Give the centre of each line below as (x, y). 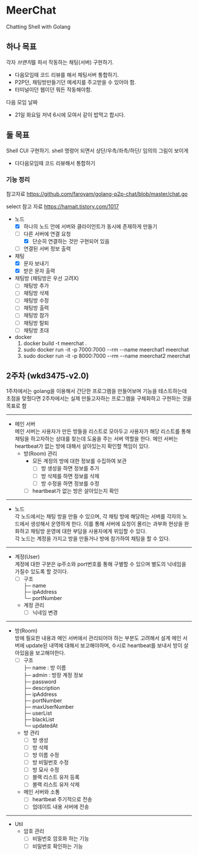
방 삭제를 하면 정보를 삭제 (70, 476)
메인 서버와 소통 (42, 792)
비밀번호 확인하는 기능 (58, 846)
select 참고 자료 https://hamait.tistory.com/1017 (62, 206)
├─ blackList (39, 719)
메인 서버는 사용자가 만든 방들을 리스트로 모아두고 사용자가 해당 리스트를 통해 (103, 431)
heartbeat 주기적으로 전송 (62, 799)
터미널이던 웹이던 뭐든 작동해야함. (53, 89)
